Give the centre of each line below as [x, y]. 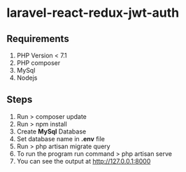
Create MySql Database [51, 131]
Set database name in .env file [61, 138]
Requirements [38, 39]
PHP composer [38, 63]
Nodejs [27, 78]
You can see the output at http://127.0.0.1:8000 [84, 161]
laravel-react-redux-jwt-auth [93, 13]
